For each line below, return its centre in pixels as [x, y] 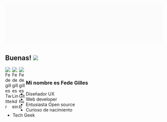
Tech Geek [23, 115]
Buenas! [18, 58]
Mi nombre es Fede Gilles [57, 83]
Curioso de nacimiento [49, 109]
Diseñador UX [40, 93]
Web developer [41, 99]
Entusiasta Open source [50, 104]
